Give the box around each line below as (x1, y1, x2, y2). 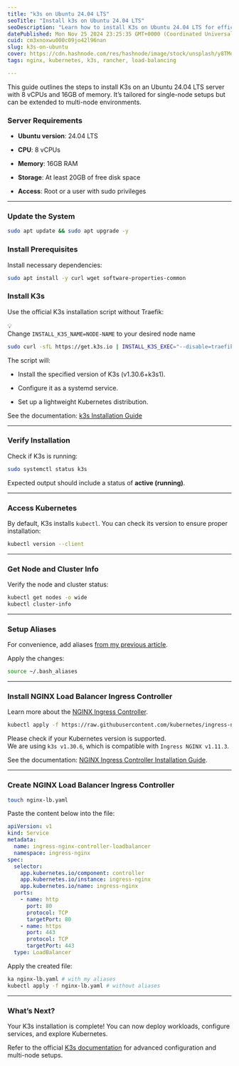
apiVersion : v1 (7, 823, 53, 830)
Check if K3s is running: (7, 452, 78, 460)
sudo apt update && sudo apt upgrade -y (7, 227, 129, 235)
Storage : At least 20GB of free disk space (17, 173, 141, 182)
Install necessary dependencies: (7, 261, 102, 269)
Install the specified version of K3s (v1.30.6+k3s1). (17, 370, 166, 378)
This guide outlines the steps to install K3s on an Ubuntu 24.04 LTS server (7, 83, 225, 91)
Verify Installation (7, 435, 70, 445)
